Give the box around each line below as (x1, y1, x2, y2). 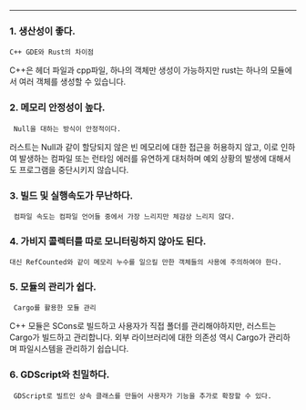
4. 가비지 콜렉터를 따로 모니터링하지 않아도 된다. (9, 234, 207, 247)
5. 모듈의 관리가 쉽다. (9, 281, 97, 293)
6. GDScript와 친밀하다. (9, 368, 110, 381)
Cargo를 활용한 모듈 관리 (13, 303, 97, 313)
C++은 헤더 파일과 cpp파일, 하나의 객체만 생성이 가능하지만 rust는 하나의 (9, 65, 269, 76)
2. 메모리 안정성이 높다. (9, 101, 106, 114)
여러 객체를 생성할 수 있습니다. (18, 77, 127, 87)
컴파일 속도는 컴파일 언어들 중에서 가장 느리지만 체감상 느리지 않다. (13, 211, 236, 221)
